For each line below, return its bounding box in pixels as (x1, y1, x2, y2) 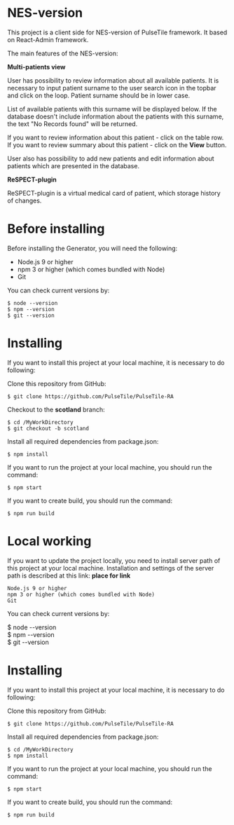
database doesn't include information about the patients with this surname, (7, 112, 224, 121)
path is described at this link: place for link (7, 571, 131, 580)
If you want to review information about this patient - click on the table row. (7, 133, 224, 142)
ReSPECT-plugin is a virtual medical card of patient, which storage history (7, 189, 221, 197)
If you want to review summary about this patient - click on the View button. (7, 140, 227, 149)
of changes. (7, 196, 42, 205)
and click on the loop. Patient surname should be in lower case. (7, 91, 191, 100)
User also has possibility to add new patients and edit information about (7, 154, 215, 163)
